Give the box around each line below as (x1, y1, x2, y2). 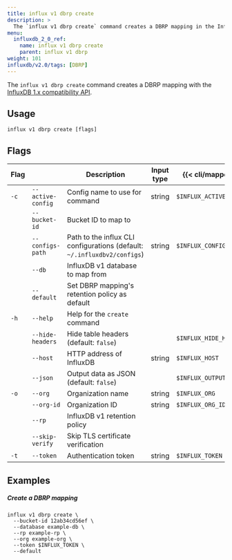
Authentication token (66, 451, 135, 460)
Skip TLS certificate (66, 431, 131, 441)
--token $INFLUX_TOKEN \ (13, 541, 85, 548)
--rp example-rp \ (13, 530, 67, 536)
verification (66, 440, 104, 449)
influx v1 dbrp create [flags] (7, 126, 97, 133)
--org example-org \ (13, 535, 72, 543)
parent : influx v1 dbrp (19, 49, 88, 56)
